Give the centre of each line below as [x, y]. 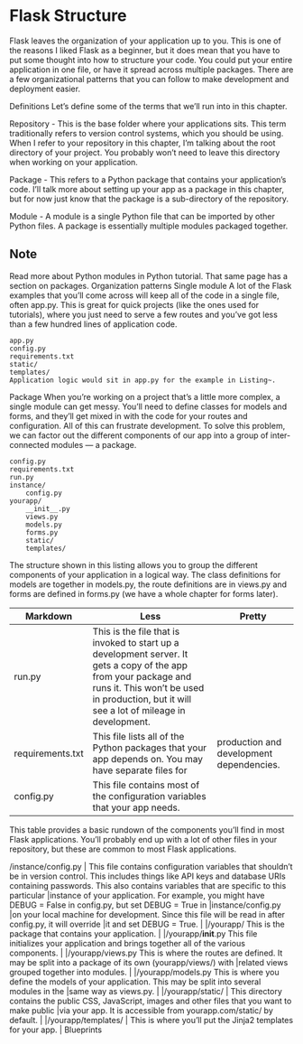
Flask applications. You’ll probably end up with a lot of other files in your [143, 839]
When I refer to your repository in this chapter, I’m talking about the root [142, 143]
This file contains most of [146, 785]
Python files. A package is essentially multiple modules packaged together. [149, 226]
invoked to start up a [136, 642]
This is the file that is [136, 631]
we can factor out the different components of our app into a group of [139, 435]
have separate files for [140, 770]
